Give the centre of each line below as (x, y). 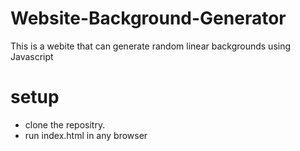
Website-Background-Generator (148, 18)
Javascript (32, 56)
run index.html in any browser (86, 135)
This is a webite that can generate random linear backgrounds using (151, 46)
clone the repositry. (65, 124)
